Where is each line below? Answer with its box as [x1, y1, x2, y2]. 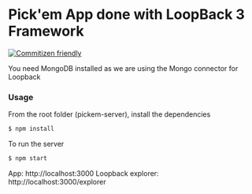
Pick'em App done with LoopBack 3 [8, 6, 246, 24]
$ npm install [8, 125, 55, 133]
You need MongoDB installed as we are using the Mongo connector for [8, 63, 239, 73]
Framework [8, 22, 84, 40]
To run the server [8, 140, 65, 149]
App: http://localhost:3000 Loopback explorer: [8, 168, 159, 178]
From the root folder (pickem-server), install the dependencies [8, 110, 211, 119]
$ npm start [8, 155, 47, 162]
